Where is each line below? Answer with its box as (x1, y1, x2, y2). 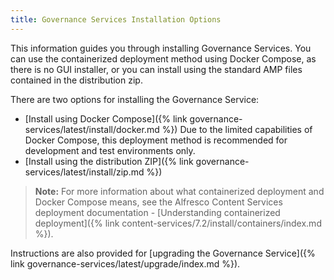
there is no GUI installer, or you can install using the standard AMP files (10, 63, 303, 75)
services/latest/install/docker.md (24, 123, 160, 135)
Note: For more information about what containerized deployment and (34, 185, 325, 197)
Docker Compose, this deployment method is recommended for (24, 134, 288, 146)
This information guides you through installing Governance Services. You (10, 42, 312, 54)
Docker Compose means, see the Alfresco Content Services (34, 196, 283, 208)
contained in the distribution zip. (10, 74, 143, 86)
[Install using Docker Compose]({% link (24, 112, 188, 125)
